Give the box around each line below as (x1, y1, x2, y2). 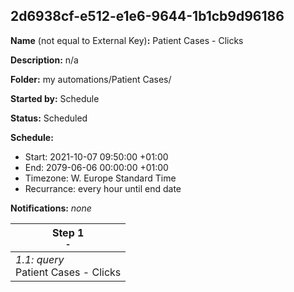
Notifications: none (10, 202, 92, 214)
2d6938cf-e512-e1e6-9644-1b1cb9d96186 (10, 8, 285, 25)
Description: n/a (10, 54, 79, 66)
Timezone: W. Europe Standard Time (24, 172, 177, 184)
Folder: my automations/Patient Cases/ (10, 73, 172, 85)
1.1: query (15, 252, 65, 266)
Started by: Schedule (10, 92, 100, 104)
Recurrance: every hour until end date (24, 182, 182, 194)
